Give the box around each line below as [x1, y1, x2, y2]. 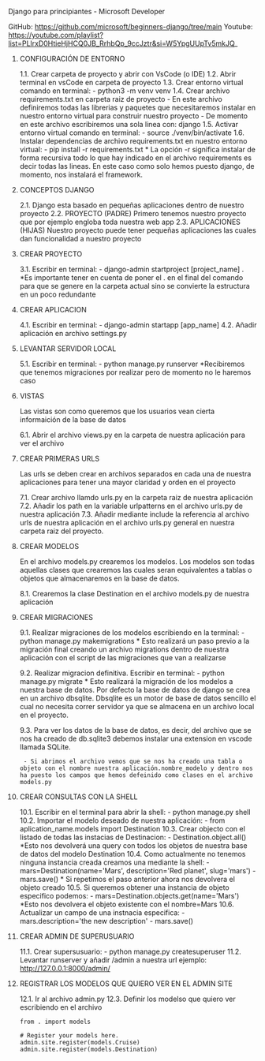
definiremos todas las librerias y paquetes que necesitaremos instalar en [19, 103, 256, 112]
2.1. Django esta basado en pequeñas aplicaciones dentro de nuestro [19, 200, 244, 210]
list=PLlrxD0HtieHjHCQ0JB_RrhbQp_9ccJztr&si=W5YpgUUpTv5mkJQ [8, 39, 235, 48]
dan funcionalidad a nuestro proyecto [19, 234, 142, 243]
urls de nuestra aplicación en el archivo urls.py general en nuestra [19, 518, 235, 527]
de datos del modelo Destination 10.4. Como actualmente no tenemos [19, 850, 246, 858]
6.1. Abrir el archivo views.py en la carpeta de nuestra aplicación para [19, 430, 246, 439]
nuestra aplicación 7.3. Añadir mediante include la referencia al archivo [19, 510, 250, 519]
